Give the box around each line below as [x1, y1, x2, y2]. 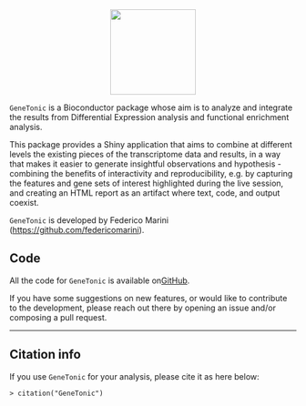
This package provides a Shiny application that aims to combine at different [9, 139, 293, 149]
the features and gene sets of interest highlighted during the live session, [9, 178, 284, 188]
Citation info [9, 347, 82, 362]
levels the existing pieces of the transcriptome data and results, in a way [9, 149, 280, 159]
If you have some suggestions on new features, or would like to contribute [9, 292, 288, 303]
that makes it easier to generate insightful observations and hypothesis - [9, 158, 282, 169]
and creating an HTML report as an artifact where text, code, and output [9, 188, 280, 198]
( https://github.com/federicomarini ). [9, 225, 145, 235]
